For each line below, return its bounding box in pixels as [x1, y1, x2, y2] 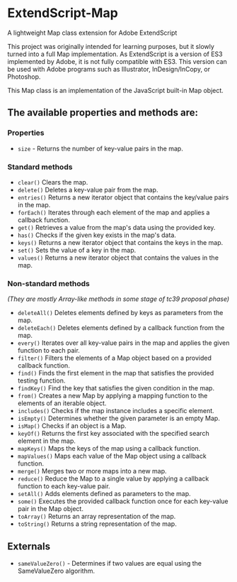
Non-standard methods [7, 278, 90, 288]
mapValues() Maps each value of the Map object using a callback [17, 452, 207, 461]
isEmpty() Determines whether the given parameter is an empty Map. [17, 414, 221, 423]
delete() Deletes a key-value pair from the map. [17, 185, 158, 194]
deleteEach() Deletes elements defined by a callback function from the [17, 324, 225, 332]
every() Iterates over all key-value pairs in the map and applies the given [17, 339, 230, 347]
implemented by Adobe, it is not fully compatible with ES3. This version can [7, 57, 228, 65]
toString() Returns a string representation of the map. [17, 520, 177, 528]
